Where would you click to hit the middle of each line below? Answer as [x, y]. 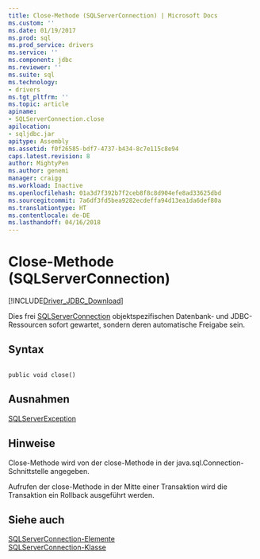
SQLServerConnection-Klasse [57, 547]
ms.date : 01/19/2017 [42, 30]
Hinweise [32, 443]
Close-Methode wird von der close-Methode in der [92, 463]
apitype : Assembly [38, 141]
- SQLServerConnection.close [56, 119]
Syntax [26, 349]
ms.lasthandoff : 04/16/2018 [55, 223]
